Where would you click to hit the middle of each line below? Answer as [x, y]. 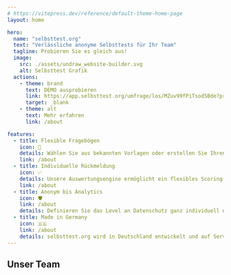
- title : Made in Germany [51, 217]
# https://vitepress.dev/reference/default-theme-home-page [95, 13]
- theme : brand [41, 83]
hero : [15, 32]
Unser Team [34, 264]
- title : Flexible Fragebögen [56, 141]
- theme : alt [38, 109]
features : [21, 134]
